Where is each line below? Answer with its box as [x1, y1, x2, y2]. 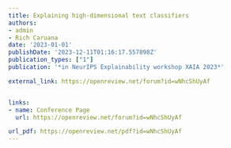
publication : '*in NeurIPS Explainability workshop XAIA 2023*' [8, 63, 225, 71]
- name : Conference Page [8, 106, 90, 114]
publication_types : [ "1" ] [8, 56, 93, 64]
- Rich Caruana [8, 33, 59, 42]
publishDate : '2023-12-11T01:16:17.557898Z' [8, 48, 157, 56]
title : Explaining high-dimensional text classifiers [8, 11, 190, 20]
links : [8, 98, 30, 107]
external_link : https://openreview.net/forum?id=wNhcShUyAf [8, 77, 211, 85]
